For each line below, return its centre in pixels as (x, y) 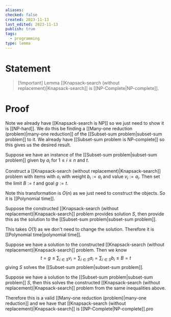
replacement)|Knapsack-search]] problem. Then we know (66, 250)
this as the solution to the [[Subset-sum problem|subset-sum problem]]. (81, 219)
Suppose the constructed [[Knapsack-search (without (62, 209)
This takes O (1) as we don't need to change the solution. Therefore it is (80, 229)
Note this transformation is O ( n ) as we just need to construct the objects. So (85, 193)
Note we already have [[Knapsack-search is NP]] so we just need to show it (85, 123)
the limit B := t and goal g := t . (37, 183)
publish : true (20, 29)
